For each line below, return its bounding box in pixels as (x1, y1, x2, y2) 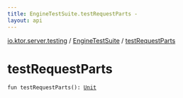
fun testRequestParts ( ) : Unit (7, 84, 97, 92)
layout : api (7, 17, 43, 24)
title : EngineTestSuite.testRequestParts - (7, 10, 138, 18)
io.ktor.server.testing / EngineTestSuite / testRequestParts (7, 36, 176, 44)
